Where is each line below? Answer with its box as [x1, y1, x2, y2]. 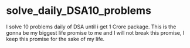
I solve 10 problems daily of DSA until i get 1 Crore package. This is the [6, 23, 177, 30]
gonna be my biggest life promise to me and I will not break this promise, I [6, 29, 185, 36]
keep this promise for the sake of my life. [6, 35, 105, 42]
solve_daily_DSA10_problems [6, 4, 151, 17]
